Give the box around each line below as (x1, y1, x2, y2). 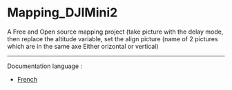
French (17, 75, 38, 83)
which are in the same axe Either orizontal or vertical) (7, 42, 159, 50)
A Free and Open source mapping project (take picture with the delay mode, (7, 27, 224, 36)
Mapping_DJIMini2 (7, 5, 118, 21)
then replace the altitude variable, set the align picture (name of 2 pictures (7, 34, 219, 43)
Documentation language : (7, 62, 83, 70)
